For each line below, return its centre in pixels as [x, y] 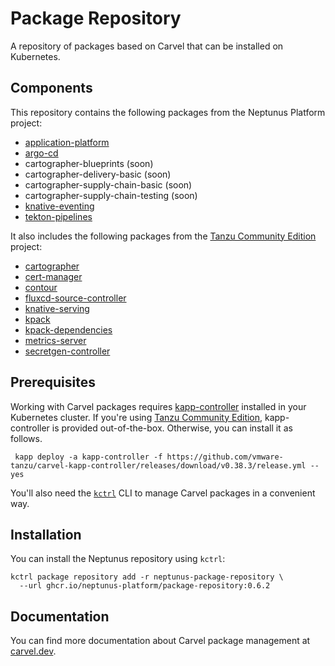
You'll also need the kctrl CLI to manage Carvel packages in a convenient [163, 493]
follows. [26, 438]
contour [41, 287]
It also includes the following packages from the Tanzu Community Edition [163, 236]
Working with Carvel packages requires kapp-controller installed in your [158, 406]
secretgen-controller [67, 351]
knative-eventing [59, 206]
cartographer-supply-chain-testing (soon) [111, 195]
